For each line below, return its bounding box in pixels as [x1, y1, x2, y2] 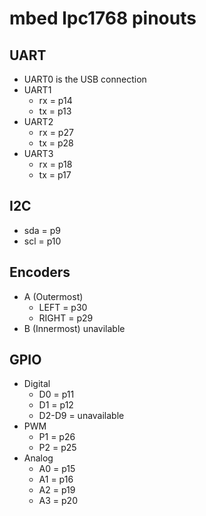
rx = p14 [38, 95, 73, 106]
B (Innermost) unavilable [23, 322, 126, 334]
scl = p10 [23, 235, 62, 247]
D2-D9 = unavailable [38, 410, 125, 422]
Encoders [9, 264, 71, 281]
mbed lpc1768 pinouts [9, 7, 197, 30]
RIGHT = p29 [38, 312, 94, 324]
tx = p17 [38, 169, 72, 181]
